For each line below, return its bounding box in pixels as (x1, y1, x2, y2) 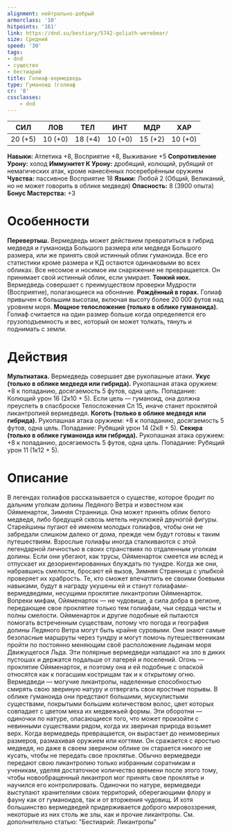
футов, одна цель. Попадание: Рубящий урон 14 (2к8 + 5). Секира (7, 423, 203, 432)
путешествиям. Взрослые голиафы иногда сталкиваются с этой (7, 537, 196, 546)
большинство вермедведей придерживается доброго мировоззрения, (7, 802, 217, 811)
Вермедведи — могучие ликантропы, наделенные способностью (7, 678, 202, 686)
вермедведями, (7, 589, 54, 597)
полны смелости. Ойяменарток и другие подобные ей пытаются (7, 611, 199, 619)
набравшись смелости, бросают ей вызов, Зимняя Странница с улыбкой (7, 566, 224, 575)
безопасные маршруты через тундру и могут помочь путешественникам (7, 633, 225, 641)
